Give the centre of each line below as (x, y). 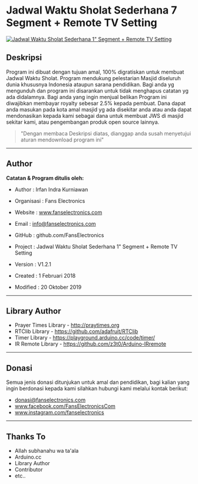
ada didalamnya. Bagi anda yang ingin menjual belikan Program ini (86, 97)
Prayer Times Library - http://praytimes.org (67, 325)
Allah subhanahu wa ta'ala (47, 451)
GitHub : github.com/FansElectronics (59, 235)
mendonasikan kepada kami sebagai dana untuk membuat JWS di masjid (95, 116)
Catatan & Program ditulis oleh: (45, 178)
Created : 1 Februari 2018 (45, 275)
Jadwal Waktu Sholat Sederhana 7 (92, 10)
